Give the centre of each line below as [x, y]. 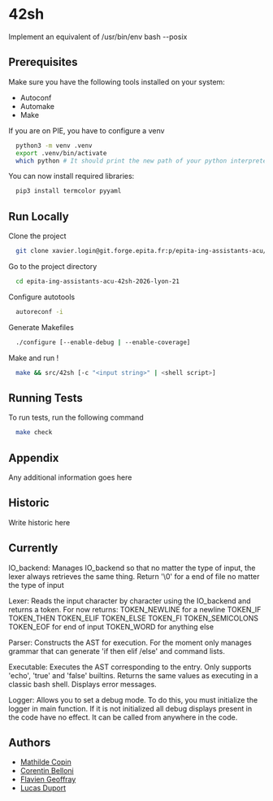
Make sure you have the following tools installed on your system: [117, 81]
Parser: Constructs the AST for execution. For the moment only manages [130, 642]
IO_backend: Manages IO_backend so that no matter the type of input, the [132, 568]
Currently [33, 549]
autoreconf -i [39, 311]
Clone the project [37, 236]
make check [34, 433]
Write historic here [39, 522]
